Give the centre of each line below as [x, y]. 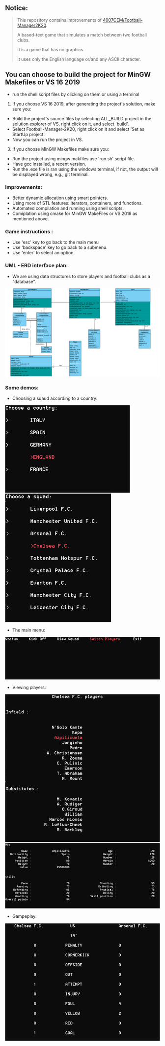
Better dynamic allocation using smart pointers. [60, 198]
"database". [24, 281]
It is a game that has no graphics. [51, 49]
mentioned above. [30, 218]
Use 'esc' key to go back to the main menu [55, 242]
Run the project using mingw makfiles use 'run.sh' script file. [73, 158]
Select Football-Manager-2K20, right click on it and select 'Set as [78, 129]
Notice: [17, 8]
